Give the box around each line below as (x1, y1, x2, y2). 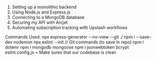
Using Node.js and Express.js (12, 9, 71, 15)
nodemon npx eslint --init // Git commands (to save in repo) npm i (14, 39, 144, 45)
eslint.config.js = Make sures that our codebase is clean (5, 49, 117, 55)
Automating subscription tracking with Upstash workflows (12, 25, 128, 30)
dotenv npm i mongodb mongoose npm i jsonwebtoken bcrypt (5, 45, 129, 50)
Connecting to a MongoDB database (12, 15, 85, 20)
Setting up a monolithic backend (12, 4, 77, 10)
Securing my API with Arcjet (12, 19, 68, 25)
